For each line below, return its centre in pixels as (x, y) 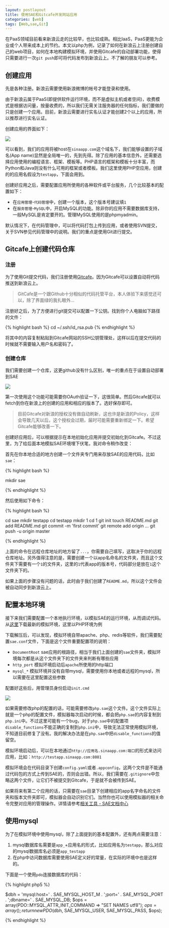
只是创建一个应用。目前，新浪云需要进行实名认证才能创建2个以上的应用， (81, 112)
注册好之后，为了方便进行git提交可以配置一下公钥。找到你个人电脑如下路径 (83, 311)
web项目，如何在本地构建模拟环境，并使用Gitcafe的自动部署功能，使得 (88, 51)
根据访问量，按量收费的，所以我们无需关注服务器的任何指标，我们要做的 (89, 106)
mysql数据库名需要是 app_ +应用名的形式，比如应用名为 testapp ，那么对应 (88, 845)
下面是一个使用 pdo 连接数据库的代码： (44, 874)
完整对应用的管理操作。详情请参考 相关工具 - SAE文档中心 (69, 803)
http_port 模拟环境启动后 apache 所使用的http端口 (63, 664)
